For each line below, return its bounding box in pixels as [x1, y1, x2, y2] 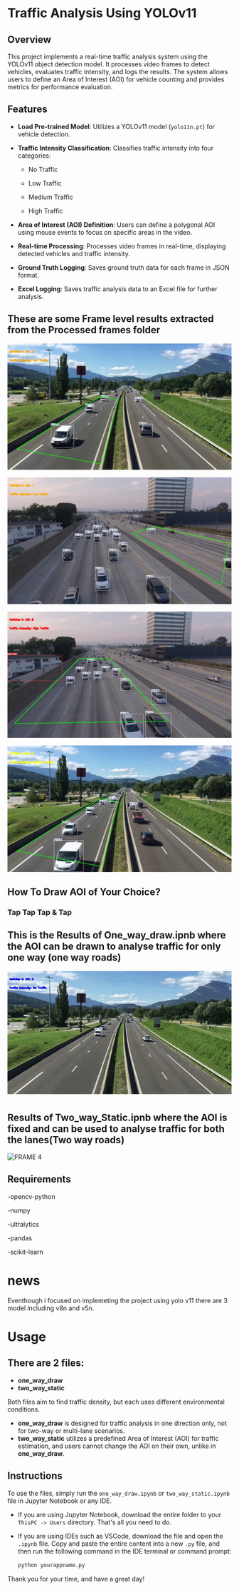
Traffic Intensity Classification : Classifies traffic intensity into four [17, 143, 214, 152]
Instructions [7, 1470, 63, 1482]
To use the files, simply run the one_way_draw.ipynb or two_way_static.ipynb [7, 1489, 230, 1497]
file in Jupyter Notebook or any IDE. [7, 1497, 112, 1505]
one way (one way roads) [7, 951, 122, 964]
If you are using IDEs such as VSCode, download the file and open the [17, 1531, 224, 1540]
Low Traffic [28, 178, 62, 187]
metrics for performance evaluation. [7, 83, 113, 91]
